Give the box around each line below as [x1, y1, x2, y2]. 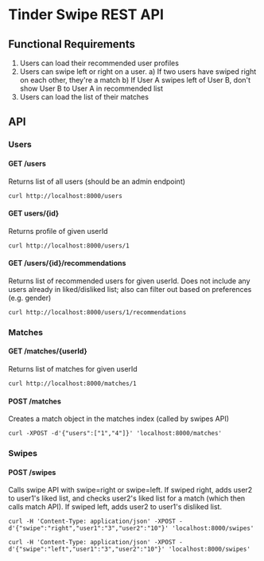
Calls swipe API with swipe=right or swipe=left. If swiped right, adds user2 [8, 485, 253, 495]
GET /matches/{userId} [8, 346, 87, 356]
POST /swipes [8, 467, 56, 477]
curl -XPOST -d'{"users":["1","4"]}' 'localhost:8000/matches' [8, 430, 223, 438]
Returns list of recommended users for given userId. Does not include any [8, 276, 250, 286]
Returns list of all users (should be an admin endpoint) [8, 177, 185, 186]
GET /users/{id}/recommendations [8, 259, 126, 268]
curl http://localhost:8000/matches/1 [8, 380, 137, 388]
